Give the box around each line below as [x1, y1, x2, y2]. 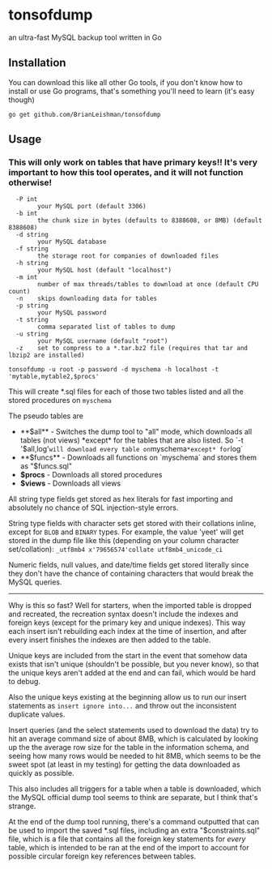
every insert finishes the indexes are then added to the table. [8, 635, 211, 645]
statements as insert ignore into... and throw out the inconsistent [8, 701, 237, 711]
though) [8, 95, 35, 105]
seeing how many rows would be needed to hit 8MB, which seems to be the [8, 751, 261, 761]
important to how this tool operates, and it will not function [8, 167, 244, 178]
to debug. [8, 677, 40, 687]
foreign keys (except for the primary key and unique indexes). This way [8, 618, 246, 627]
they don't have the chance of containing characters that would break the [8, 569, 254, 579]
